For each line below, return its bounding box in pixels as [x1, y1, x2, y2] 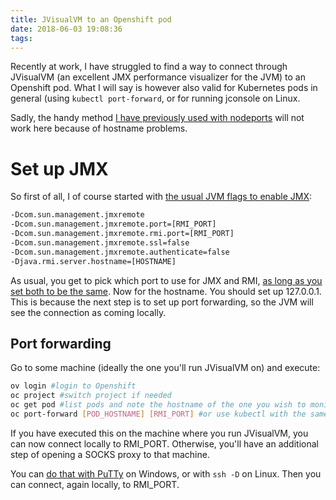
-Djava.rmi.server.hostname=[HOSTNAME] [10, 256, 177, 266]
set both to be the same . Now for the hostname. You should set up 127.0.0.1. [10, 285, 322, 297]
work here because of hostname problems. [10, 122, 188, 135]
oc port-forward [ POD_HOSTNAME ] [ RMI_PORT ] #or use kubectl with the [10, 409, 307, 419]
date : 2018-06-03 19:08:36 [10, 24, 123, 34]
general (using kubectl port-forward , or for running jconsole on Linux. [10, 92, 301, 105]
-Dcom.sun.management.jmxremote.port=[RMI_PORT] [10, 219, 217, 230]
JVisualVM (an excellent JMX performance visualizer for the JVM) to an [10, 71, 306, 83]
